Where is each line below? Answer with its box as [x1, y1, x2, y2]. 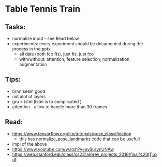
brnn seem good [12, 88, 45, 94]
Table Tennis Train [5, 3, 81, 15]
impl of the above [12, 141, 47, 147]
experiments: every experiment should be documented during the [12, 41, 143, 47]
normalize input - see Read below [12, 35, 79, 41]
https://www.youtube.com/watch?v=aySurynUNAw [12, 146, 114, 152]
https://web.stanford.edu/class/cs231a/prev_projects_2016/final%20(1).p [12, 151, 157, 157]
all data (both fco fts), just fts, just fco [19, 51, 94, 57]
